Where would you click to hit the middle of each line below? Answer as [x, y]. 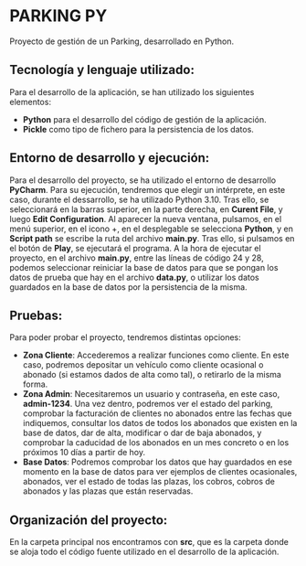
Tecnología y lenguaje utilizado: [102, 70]
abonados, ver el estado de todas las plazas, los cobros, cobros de [149, 482]
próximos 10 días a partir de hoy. [84, 453]
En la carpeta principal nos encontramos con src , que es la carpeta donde [149, 542]
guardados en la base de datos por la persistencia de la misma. [129, 287]
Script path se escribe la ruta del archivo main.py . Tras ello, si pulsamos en [152, 238]
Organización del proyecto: [89, 520]
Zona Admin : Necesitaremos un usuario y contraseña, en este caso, [151, 394]
